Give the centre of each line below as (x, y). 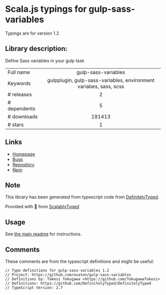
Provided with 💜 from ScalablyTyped (42, 207)
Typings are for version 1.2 (32, 33)
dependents (21, 109)
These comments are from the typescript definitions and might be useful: (80, 261)
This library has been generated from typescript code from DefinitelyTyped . (82, 197)
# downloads (23, 116)
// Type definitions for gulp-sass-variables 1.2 (57, 270)
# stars (16, 124)
